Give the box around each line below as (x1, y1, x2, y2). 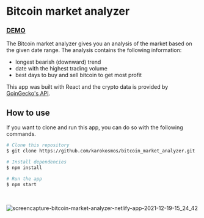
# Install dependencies (6, 159, 67, 165)
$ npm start (6, 181, 37, 187)
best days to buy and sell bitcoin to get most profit (15, 72, 142, 79)
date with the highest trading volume (15, 65, 108, 72)
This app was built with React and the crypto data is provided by (6, 83, 169, 91)
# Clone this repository (6, 142, 70, 148)
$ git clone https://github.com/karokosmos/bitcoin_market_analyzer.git (6, 148, 195, 154)
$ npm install (6, 164, 43, 171)
